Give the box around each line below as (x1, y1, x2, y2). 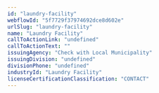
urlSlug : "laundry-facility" (7, 23, 93, 30)
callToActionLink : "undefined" (7, 36, 99, 43)
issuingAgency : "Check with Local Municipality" (7, 50, 153, 57)
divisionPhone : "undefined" (7, 62, 90, 69)
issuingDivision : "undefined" (7, 56, 96, 63)
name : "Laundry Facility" (7, 29, 83, 37)
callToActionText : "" (7, 43, 71, 50)
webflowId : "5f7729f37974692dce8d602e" (7, 17, 125, 24)
